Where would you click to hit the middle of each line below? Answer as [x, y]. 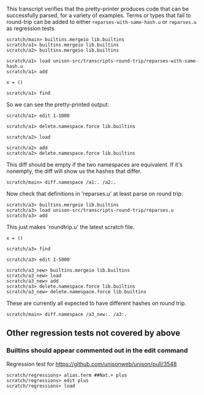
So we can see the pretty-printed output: [58, 104]
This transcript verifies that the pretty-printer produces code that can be [98, 9]
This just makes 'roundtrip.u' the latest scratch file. [70, 227]
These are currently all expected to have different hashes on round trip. [96, 303]
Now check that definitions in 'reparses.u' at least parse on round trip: [95, 194]
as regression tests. [31, 28]
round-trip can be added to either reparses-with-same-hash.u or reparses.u [102, 22]
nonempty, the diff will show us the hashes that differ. [74, 171]
